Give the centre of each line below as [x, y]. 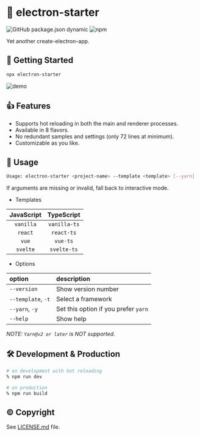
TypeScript [64, 215]
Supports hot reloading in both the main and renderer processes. [97, 124]
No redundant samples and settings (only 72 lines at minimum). [95, 137]
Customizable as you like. [47, 143]
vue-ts [64, 241]
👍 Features [28, 106]
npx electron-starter [34, 74]
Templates [28, 200]
